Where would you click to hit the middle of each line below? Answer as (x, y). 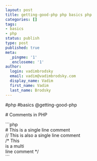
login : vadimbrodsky (31, 72)
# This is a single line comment (38, 130)
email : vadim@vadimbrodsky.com (43, 76)
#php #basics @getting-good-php (41, 105)
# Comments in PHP (26, 114)
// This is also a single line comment (43, 135)
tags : (11, 24)
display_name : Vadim (31, 81)
